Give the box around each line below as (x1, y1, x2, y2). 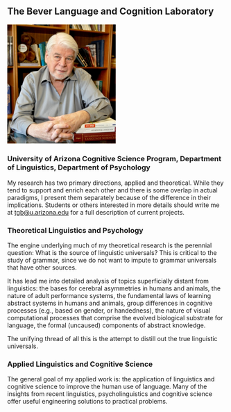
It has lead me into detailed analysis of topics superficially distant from (7, 277, 209, 286)
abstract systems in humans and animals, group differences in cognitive (7, 299, 213, 308)
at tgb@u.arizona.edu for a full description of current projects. (7, 208, 185, 216)
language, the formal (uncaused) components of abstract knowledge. (7, 321, 206, 329)
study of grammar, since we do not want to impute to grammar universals (7, 256, 217, 265)
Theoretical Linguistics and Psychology (7, 225, 144, 235)
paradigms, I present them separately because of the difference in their (7, 193, 212, 201)
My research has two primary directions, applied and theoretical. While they (7, 179, 224, 187)
